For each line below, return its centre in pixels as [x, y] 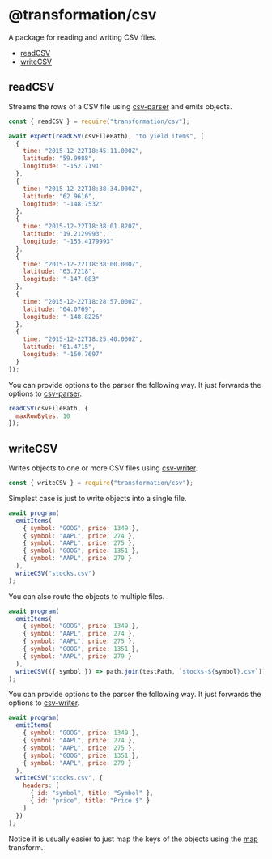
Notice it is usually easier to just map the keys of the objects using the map [134, 839]
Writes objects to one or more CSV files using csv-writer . [103, 468]
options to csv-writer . [44, 703]
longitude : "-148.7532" [63, 204]
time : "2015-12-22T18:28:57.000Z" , [83, 301]
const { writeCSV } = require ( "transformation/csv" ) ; [101, 483]
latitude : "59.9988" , [59, 159]
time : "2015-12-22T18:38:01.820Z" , [83, 227]
